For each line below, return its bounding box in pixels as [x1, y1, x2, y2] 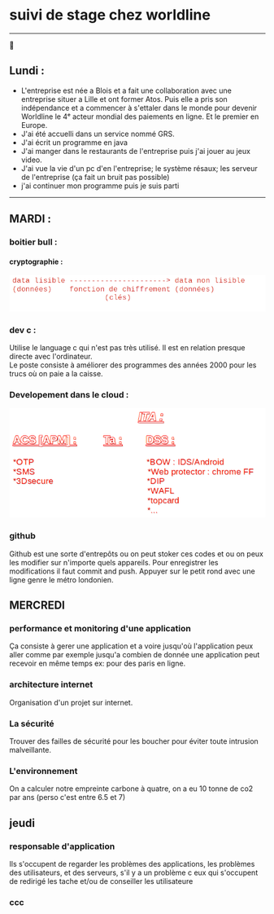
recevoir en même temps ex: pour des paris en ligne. [9, 658, 186, 669]
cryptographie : [9, 257, 63, 266]
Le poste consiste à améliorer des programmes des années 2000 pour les [9, 360, 257, 370]
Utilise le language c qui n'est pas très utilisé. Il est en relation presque [9, 343, 246, 353]
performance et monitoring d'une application [9, 623, 192, 635]
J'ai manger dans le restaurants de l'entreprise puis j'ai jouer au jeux [20, 146, 251, 156]
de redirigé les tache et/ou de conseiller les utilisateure [9, 877, 194, 885]
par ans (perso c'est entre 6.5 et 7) [9, 793, 126, 802]
